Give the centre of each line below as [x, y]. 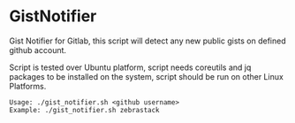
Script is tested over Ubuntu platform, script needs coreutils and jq [130, 67]
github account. [38, 50]
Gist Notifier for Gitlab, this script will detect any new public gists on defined [147, 41]
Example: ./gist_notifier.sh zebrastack [85, 110]
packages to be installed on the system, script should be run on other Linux [147, 76]
